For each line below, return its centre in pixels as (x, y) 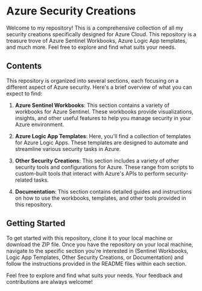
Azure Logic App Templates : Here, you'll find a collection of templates (103, 136)
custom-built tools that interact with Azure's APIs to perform (90, 173)
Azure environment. (39, 124)
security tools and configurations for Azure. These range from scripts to (104, 167)
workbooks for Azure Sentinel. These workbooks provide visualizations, (104, 111)
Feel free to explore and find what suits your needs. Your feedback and (94, 275)
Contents (24, 66)
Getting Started (36, 224)
